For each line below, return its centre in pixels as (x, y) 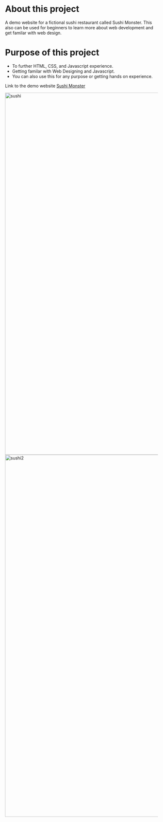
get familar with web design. (33, 33)
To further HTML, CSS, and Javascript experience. (63, 66)
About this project (42, 9)
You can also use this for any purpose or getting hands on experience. (82, 76)
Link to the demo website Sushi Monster (45, 86)
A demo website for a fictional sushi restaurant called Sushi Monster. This (79, 22)
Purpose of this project (52, 53)
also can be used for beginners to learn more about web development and (79, 27)
